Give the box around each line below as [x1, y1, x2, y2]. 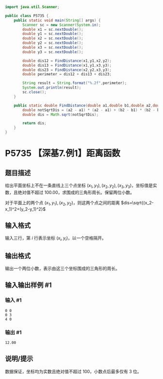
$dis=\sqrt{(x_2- [121, 199, 154, 205]
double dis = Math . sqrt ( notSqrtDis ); [22, 112, 98, 117]
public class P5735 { [5, 13, 49, 18]
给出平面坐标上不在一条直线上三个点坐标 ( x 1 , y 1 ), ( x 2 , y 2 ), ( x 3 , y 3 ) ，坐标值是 [5, 182, 153, 189]
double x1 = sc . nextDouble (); [22, 27, 83, 32]
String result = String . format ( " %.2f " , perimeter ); [22, 81, 127, 86]
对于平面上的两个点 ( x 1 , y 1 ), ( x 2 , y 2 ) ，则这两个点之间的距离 [5, 199, 120, 207]
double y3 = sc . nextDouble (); [22, 49, 83, 54]
